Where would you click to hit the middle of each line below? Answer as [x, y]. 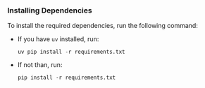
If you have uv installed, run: [58, 39]
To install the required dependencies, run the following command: [103, 26]
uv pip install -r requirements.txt [71, 52]
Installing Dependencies [50, 10]
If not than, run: [40, 65]
